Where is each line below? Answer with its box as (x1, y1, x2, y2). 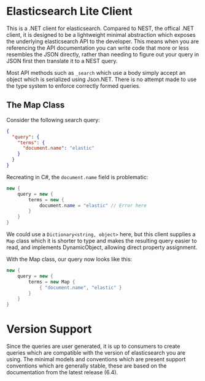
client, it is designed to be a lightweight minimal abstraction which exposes (6, 31, 196, 38)
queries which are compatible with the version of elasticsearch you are (6, 349, 186, 356)
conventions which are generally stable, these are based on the (6, 362, 167, 369)
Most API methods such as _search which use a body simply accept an (6, 69, 186, 76)
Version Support (6, 322, 92, 336)
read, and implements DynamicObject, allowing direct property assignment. (6, 244, 198, 251)
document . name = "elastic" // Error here (39, 202, 147, 209)
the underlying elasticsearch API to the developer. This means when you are (6, 37, 199, 45)
